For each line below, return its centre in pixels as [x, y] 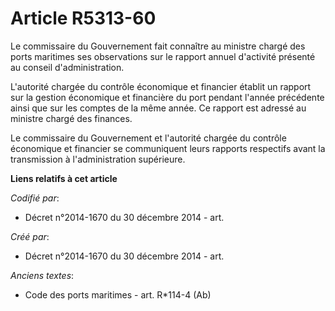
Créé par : [30, 236]
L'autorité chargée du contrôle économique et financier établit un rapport [161, 86]
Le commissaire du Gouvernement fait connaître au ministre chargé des [158, 46]
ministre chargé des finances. [71, 118]
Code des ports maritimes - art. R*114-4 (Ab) [118, 294]
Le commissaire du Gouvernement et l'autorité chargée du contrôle [148, 138]
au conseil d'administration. [67, 67]
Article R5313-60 [83, 18]
